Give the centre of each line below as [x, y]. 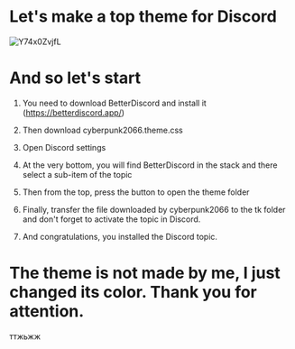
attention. [47, 312]
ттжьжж [25, 336]
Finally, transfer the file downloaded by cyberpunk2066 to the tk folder [154, 209]
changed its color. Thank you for [133, 293]
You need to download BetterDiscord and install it [115, 103]
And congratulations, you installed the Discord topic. [120, 236]
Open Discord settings [64, 147]
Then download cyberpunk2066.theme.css [102, 130]
